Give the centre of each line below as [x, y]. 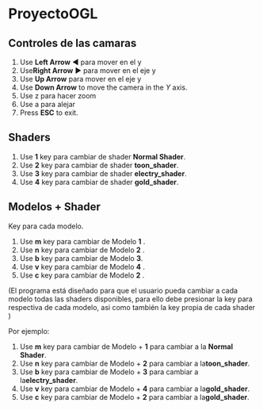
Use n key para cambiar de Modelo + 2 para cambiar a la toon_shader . [135, 363]
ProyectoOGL [53, 14]
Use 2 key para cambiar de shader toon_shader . [99, 165]
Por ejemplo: [29, 331]
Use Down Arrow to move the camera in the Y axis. [103, 87]
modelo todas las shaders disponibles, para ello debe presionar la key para [131, 299]
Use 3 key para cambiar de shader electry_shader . [103, 173]
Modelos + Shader [55, 207]
